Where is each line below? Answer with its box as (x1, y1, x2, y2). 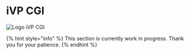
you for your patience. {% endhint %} (6, 41, 98, 48)
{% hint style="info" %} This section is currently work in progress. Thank (6, 35, 185, 42)
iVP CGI (6, 4, 44, 18)
